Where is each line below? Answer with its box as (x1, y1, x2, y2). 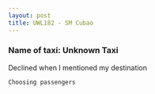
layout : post (8, 11, 51, 20)
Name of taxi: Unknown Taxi (8, 45, 119, 56)
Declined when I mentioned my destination (8, 62, 148, 72)
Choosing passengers (8, 78, 77, 86)
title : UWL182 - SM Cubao (8, 19, 93, 27)
